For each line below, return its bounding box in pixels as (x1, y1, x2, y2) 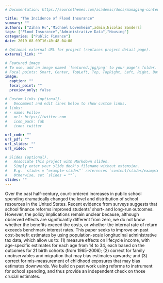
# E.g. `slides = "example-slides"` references (5, 168, 108, 173)
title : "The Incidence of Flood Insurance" (5, 16, 95, 21)
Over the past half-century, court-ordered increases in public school (5, 191, 142, 196)
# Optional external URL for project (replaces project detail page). (5, 47, 151, 52)
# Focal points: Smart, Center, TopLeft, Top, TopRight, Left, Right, (5, 70, 151, 74)
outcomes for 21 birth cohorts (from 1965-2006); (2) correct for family (5, 248, 145, 253)
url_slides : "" (5, 141, 36, 146)
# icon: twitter (5, 124, 42, 129)
